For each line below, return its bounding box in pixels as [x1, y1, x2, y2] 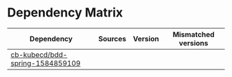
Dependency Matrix [7, 5, 123, 21]
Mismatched [172, 30, 215, 39]
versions [179, 38, 209, 47]
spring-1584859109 [10, 58, 81, 68]
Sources [98, 34, 126, 43]
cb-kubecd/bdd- [10, 49, 68, 59]
